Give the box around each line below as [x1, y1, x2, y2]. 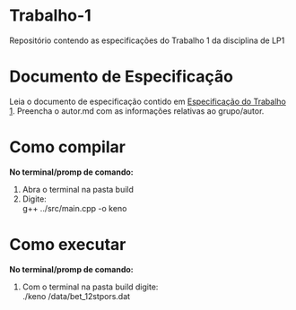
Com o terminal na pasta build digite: [22, 281, 159, 292]
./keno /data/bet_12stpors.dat [22, 290, 131, 301]
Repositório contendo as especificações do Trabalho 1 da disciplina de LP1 [9, 35, 285, 46]
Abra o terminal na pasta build [22, 184, 135, 194]
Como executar [9, 235, 126, 254]
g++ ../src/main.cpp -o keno [22, 202, 127, 213]
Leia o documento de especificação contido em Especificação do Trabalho [9, 96, 287, 107]
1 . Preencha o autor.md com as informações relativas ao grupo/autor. [9, 105, 265, 116]
